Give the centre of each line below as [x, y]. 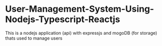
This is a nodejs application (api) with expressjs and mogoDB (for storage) [81, 33]
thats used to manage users [34, 38]
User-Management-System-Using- [80, 9]
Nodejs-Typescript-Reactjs [63, 19]
